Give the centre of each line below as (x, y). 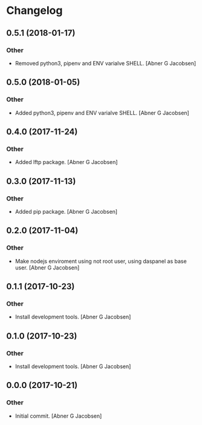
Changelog (34, 11)
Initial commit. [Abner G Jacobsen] (58, 416)
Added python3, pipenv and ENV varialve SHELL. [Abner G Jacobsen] (102, 113)
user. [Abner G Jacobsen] (47, 268)
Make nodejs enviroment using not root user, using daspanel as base (101, 261)
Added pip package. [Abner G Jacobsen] (66, 211)
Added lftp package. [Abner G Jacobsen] (66, 162)
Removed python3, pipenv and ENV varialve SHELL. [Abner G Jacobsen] (106, 63)
